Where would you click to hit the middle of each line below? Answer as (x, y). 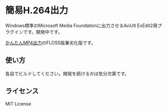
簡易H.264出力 (37, 10)
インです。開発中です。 (38, 32)
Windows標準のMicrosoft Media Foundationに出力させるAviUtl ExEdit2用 (81, 25)
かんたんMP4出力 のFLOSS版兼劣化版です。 (50, 43)
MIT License (18, 104)
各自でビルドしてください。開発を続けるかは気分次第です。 (67, 73)
